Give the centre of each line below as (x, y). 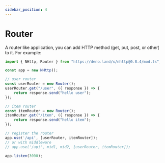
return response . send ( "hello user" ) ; (53, 93)
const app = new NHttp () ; (31, 70)
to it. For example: (23, 52)
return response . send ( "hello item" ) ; (53, 120)
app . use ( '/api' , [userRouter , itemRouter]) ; (51, 138)
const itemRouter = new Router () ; (41, 111)
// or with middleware (28, 142)
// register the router (29, 133)
